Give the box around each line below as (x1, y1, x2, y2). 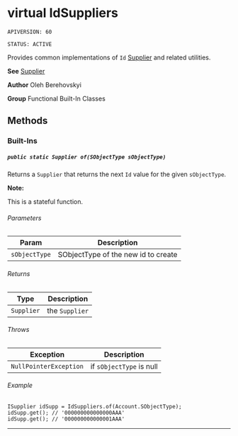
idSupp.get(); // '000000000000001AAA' (7, 415, 125, 423)
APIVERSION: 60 (7, 28, 52, 35)
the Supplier (47, 306, 89, 316)
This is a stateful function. (7, 197, 84, 206)
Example (7, 381, 33, 390)
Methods (7, 115, 48, 127)
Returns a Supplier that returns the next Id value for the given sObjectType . (7, 170, 227, 178)
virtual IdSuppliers (7, 5, 119, 21)
